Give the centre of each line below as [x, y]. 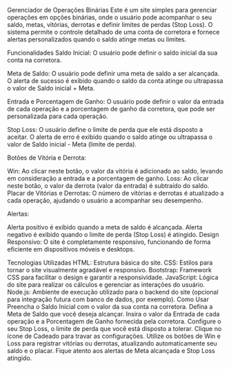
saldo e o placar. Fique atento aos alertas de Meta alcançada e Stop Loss [111, 351]
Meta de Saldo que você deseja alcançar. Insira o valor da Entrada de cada [113, 314]
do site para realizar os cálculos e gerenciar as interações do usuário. [106, 285]
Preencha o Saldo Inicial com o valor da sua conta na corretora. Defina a [110, 306]
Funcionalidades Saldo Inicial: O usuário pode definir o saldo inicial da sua [112, 53]
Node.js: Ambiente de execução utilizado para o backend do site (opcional [113, 292]
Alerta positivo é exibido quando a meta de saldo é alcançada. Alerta [105, 227]
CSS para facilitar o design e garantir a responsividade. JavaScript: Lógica [113, 277]
